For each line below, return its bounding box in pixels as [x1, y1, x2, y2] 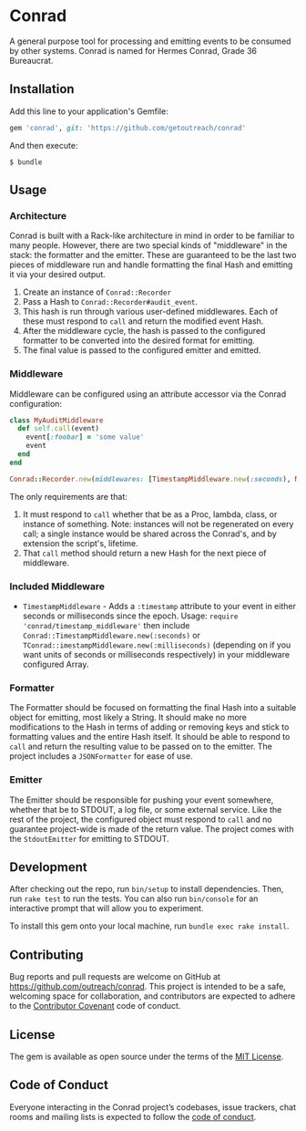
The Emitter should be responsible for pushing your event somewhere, [9, 794, 274, 805]
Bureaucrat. [9, 55, 54, 66]
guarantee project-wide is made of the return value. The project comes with [9, 823, 294, 835]
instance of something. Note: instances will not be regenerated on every [22, 518, 294, 529]
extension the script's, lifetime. [22, 537, 138, 548]
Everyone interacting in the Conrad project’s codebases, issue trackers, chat [9, 1101, 297, 1113]
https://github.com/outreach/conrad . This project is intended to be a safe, [9, 981, 287, 992]
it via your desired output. [9, 269, 107, 280]
